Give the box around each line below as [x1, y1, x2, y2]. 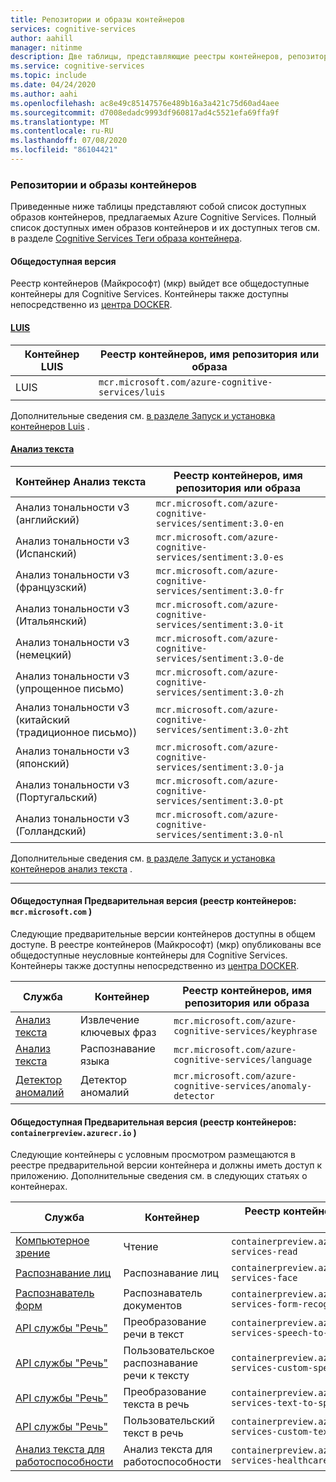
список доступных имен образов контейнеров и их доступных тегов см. [10, 222, 321, 234]
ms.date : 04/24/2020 [10, 80, 97, 90]
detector [173, 1090, 215, 1101]
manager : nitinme [10, 42, 83, 53]
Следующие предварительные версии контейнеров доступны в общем [10, 927, 316, 940]
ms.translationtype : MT [10, 117, 110, 127]
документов [123, 1299, 183, 1313]
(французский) [15, 580, 88, 594]
